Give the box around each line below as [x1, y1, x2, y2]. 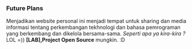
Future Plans [6, 4, 43, 12]
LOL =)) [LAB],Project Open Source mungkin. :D [6, 37, 125, 44]
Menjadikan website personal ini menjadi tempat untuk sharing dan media [6, 18, 187, 25]
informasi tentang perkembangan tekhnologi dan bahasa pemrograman [6, 24, 181, 31]
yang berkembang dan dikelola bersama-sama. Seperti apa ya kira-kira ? [6, 30, 186, 37]
